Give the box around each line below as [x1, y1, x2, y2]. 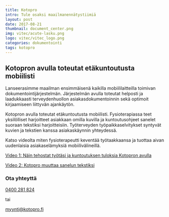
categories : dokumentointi [5, 41, 62, 46]
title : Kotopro [5, 7, 37, 13]
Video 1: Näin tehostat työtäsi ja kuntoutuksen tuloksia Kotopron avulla [5, 153, 152, 159]
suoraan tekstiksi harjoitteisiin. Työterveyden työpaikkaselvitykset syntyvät [5, 122, 161, 128]
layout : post [5, 17, 33, 22]
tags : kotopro [5, 45, 35, 50]
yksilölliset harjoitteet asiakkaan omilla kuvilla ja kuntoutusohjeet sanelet [5, 117, 156, 123]
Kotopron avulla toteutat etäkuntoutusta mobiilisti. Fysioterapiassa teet [5, 111, 152, 117]
